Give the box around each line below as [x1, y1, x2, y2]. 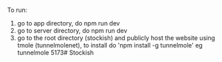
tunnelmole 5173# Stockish [17, 48, 94, 56]
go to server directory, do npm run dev [17, 27, 128, 34]
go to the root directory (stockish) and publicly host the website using [17, 34, 216, 42]
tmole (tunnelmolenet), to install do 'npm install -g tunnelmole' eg [17, 41, 203, 49]
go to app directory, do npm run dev [17, 19, 121, 27]
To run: [7, 6, 28, 14]
